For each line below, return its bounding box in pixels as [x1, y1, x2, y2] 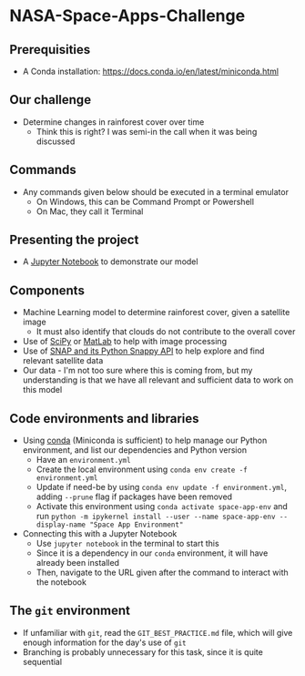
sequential [22, 656, 62, 667]
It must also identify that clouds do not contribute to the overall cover [36, 326, 296, 337]
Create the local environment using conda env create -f [36, 464, 248, 475]
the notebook [36, 577, 86, 588]
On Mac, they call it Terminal [36, 206, 144, 217]
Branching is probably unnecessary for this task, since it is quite [22, 646, 264, 657]
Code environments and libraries [9, 411, 199, 426]
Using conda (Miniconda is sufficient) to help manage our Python [22, 435, 268, 446]
